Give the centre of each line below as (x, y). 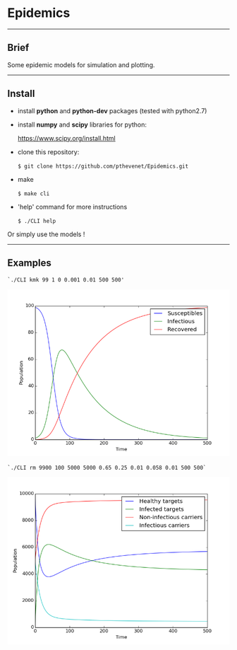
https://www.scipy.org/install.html (67, 138)
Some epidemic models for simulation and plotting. (81, 64)
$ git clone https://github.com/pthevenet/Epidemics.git (103, 166)
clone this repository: (48, 152)
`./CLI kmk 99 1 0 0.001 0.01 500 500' (66, 280)
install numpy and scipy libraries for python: (82, 124)
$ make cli (34, 193)
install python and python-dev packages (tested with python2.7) (112, 110)
